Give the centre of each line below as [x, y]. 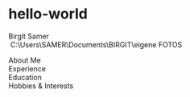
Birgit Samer [29, 36]
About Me [25, 60]
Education [25, 77]
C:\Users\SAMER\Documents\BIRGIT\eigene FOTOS [96, 44]
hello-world [48, 14]
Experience [27, 68]
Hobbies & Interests [41, 86]
